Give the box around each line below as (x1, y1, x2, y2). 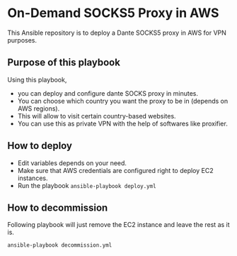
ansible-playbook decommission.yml (7, 242, 112, 249)
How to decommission (7, 201, 108, 213)
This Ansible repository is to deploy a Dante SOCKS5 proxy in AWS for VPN (7, 28, 226, 37)
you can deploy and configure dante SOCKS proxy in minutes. (17, 89, 199, 97)
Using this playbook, (7, 75, 67, 84)
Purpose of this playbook (7, 57, 120, 69)
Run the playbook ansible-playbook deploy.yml (17, 181, 157, 189)
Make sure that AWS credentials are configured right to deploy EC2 (17, 166, 214, 174)
